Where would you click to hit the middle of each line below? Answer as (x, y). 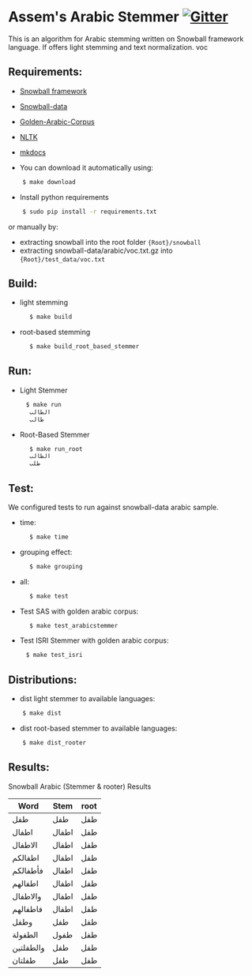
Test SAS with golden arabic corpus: (79, 611)
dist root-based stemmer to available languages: (98, 728)
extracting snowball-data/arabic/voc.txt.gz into (96, 250)
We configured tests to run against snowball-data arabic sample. (113, 507)
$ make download (49, 182)
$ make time (49, 537)
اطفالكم (26, 858)
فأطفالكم (28, 870)
